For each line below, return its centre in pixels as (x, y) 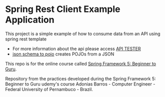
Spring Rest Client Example (63, 9)
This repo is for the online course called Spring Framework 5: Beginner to (81, 63)
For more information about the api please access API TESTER (76, 48)
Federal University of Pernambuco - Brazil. (49, 89)
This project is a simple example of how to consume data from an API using (83, 33)
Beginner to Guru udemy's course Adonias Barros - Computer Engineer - (80, 84)
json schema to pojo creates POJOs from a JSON (63, 54)
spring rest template (26, 39)
